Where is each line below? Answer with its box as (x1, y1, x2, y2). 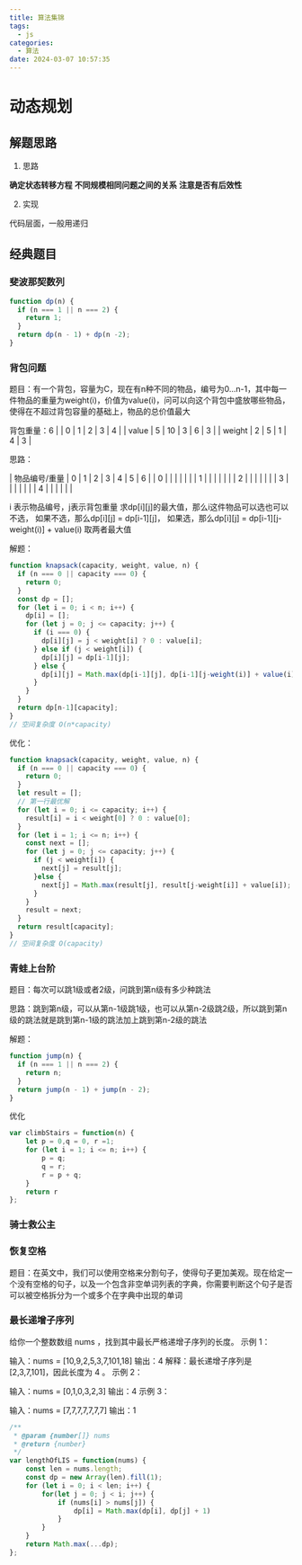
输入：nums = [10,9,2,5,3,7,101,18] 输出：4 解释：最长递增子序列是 (9, 1355, 253, 1366)
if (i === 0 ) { (32, 628, 91, 637)
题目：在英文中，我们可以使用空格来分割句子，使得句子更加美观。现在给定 (9, 1267, 285, 1277)
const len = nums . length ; (25, 1464, 123, 1474)
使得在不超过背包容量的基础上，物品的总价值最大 (9, 406, 191, 417)
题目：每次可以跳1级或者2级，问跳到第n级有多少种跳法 (9, 984, 211, 995)
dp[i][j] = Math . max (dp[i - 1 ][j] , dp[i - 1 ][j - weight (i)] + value (41, 670, 283, 679)
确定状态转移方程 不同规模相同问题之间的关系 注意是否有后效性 (9, 180, 243, 190)
